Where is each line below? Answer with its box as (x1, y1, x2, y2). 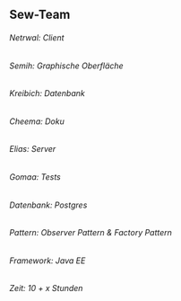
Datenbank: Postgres (9, 199, 88, 210)
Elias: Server (9, 144, 56, 155)
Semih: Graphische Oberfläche (9, 60, 124, 71)
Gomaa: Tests (9, 172, 61, 182)
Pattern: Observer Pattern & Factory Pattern (9, 227, 173, 238)
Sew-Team (9, 7, 71, 22)
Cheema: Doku (9, 116, 65, 127)
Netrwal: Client (9, 31, 65, 43)
